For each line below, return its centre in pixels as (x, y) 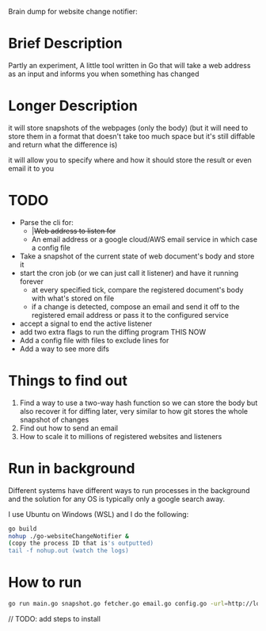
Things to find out (68, 381)
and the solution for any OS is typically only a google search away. (117, 499)
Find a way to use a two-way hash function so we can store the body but (139, 403)
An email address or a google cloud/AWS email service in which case (144, 239)
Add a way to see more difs (64, 349)
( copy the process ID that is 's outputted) (81, 543)
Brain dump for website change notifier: (73, 11)
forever (31, 281)
